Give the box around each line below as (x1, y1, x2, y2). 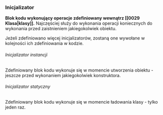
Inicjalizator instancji (5, 51, 48, 58)
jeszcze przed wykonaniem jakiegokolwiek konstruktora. (5, 72, 121, 78)
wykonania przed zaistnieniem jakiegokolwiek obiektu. (5, 26, 117, 32)
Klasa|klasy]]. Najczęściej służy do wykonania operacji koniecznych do (5, 20, 153, 26)
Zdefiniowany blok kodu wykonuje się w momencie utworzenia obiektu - (5, 67, 154, 73)
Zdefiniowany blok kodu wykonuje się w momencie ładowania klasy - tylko (5, 99, 158, 105)
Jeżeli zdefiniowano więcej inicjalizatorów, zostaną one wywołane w (5, 35, 145, 41)
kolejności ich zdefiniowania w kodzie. (5, 40, 84, 46)
